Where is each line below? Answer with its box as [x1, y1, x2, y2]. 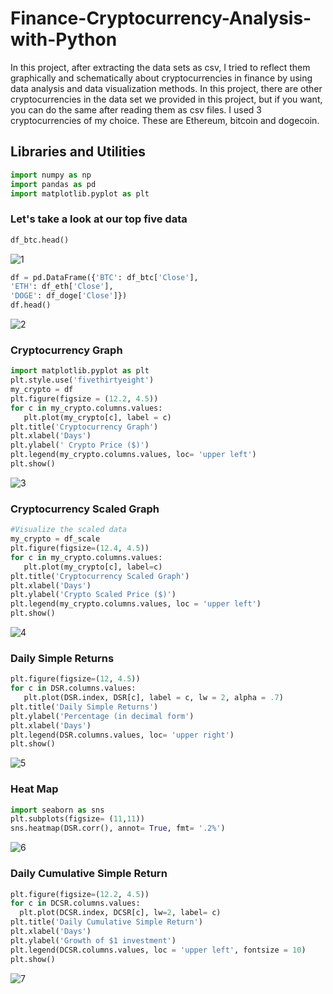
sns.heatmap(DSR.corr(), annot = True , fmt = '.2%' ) [10, 823, 226, 834]
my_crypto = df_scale [10, 534, 101, 544]
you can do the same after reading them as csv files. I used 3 [10, 103, 262, 116]
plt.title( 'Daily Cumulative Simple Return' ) [10, 917, 203, 927]
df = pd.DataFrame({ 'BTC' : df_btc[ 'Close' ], [10, 272, 199, 282]
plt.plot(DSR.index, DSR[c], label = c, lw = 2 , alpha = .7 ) [23, 693, 284, 703]
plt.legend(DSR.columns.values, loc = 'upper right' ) [10, 730, 235, 740]
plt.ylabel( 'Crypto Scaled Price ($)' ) [10, 590, 177, 600]
